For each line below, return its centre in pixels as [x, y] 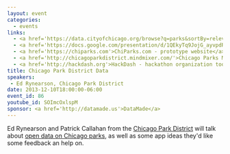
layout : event [27, 13]
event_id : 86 [26, 97]
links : [16, 33]
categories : [24, 20]
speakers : [21, 77]
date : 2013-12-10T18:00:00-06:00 [55, 90]
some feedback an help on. [46, 143]
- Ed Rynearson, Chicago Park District [67, 84]
